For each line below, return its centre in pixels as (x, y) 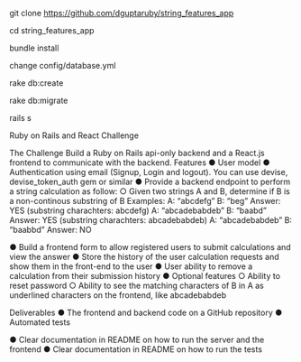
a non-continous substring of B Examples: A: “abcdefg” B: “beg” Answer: (145, 201)
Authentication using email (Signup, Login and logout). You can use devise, (149, 172)
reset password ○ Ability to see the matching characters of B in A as (137, 285)
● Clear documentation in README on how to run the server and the (137, 339)
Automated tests (40, 322)
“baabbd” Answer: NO (50, 230)
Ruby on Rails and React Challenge (74, 135)
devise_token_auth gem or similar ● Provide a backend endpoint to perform (150, 181)
